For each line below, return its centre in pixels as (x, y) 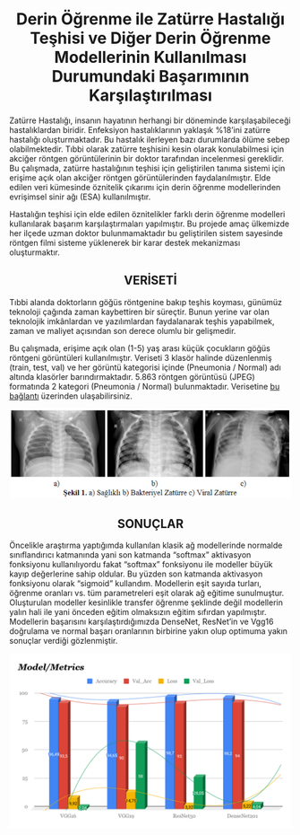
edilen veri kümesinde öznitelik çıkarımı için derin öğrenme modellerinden (145, 187)
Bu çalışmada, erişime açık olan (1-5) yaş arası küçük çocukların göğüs (140, 348)
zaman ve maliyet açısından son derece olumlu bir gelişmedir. (123, 330)
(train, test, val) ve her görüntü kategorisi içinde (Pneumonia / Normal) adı (146, 367)
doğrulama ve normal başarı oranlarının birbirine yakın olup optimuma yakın (149, 631)
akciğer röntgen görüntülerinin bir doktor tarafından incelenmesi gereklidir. (147, 158)
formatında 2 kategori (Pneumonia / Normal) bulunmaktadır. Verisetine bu (145, 386)
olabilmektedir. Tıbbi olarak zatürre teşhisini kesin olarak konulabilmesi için (147, 149)
